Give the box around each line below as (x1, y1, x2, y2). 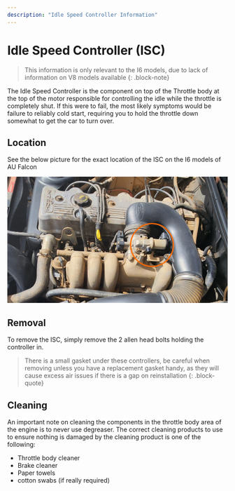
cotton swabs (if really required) (17, 476, 111, 484)
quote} (24, 379, 44, 387)
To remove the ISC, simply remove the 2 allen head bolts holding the (7, 335, 204, 344)
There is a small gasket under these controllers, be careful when (24, 356, 211, 365)
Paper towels (17, 469, 56, 477)
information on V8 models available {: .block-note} (24, 73, 170, 81)
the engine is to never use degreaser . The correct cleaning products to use (7, 425, 223, 433)
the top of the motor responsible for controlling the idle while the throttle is (7, 94, 222, 102)
